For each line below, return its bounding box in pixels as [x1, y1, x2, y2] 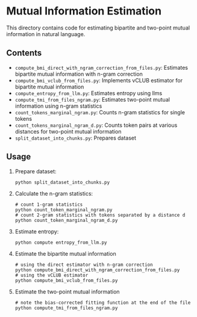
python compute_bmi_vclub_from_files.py [14, 277, 118, 283]
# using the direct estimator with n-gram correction [14, 262, 153, 268]
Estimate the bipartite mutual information [14, 250, 116, 257]
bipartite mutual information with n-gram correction [14, 70, 143, 78]
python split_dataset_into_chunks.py [14, 179, 110, 185]
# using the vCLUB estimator [14, 272, 89, 278]
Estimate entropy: [14, 227, 59, 235]
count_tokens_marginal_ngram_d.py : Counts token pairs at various [14, 122, 178, 129]
